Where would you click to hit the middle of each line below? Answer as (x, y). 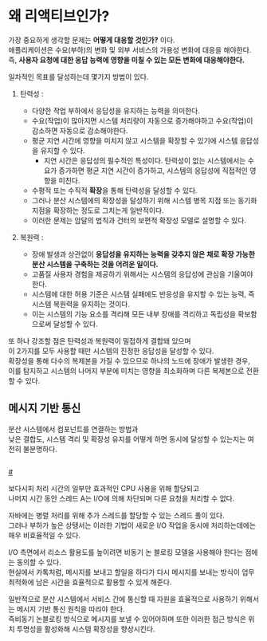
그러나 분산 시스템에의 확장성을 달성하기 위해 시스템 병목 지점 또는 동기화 (144, 200)
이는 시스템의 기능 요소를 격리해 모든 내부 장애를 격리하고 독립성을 (134, 314)
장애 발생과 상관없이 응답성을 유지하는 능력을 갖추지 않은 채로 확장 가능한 (143, 254)
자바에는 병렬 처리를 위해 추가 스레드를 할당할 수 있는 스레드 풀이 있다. (116, 515)
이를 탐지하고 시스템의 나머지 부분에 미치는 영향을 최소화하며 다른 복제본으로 (126, 371)
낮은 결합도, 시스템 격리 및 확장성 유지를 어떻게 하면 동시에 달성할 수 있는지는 (127, 438)
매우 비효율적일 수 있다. (45, 535)
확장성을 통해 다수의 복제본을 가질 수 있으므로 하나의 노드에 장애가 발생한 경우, (130, 360)
